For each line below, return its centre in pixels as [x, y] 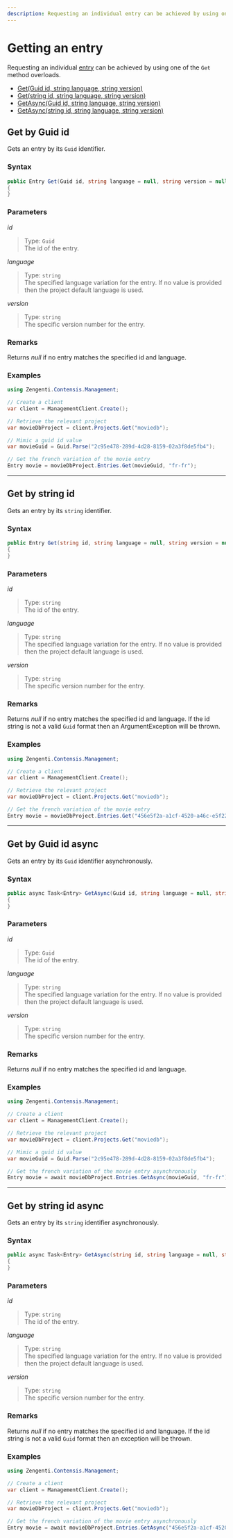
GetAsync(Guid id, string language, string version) [89, 103]
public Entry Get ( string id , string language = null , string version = [113, 543]
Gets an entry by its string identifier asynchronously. [83, 1223]
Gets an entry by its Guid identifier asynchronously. [80, 861]
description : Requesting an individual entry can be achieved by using [113, 14]
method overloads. [34, 74]
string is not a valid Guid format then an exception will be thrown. [100, 1438]
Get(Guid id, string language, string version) [80, 88]
